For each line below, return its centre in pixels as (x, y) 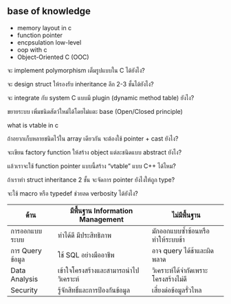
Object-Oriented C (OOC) (53, 57)
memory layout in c (44, 27)
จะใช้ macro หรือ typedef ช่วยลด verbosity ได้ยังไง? (73, 193)
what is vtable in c (33, 125)
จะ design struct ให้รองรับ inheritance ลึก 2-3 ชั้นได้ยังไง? (80, 84)
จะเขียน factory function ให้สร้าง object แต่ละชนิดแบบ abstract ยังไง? (95, 152)
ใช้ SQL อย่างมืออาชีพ (86, 255)
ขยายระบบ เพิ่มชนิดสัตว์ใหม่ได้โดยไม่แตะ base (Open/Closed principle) (95, 111)
